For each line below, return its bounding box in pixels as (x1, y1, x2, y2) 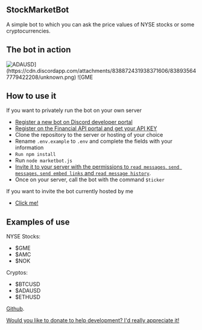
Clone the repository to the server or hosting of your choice (14, 131, 163, 139)
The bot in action (6, 45, 71, 55)
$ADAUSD (14, 287, 41, 294)
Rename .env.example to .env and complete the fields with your (14, 138, 173, 145)
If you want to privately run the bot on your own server (6, 107, 142, 114)
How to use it (6, 91, 57, 101)
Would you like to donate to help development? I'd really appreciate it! (6, 317, 180, 324)
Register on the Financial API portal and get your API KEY (14, 125, 157, 132)
